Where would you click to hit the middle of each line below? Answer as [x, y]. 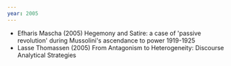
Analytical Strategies [47, 55]
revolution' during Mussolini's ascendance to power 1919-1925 [106, 40]
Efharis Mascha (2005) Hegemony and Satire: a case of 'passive [109, 33]
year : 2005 [23, 13]
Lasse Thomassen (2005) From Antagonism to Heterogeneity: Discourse [121, 47]
